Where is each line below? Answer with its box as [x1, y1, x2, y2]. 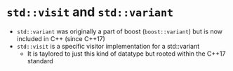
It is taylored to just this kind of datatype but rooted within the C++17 [27, 49, 226, 58]
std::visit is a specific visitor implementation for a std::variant [16, 42, 200, 50]
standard [27, 56, 53, 65]
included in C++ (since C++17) [16, 34, 106, 42]
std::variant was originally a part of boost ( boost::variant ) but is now [16, 27, 222, 35]
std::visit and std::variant [6, 4, 173, 20]
